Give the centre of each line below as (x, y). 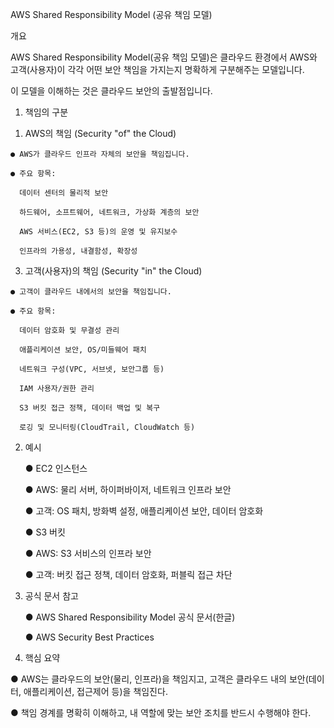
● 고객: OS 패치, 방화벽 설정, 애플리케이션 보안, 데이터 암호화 (144, 511)
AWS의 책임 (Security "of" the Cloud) (100, 133)
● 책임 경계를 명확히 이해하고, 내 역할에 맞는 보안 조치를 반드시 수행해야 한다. (161, 712)
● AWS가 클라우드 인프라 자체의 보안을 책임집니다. (100, 154)
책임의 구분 (46, 112)
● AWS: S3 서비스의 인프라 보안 (88, 553)
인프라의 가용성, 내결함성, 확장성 (78, 251)
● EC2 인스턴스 (56, 468)
